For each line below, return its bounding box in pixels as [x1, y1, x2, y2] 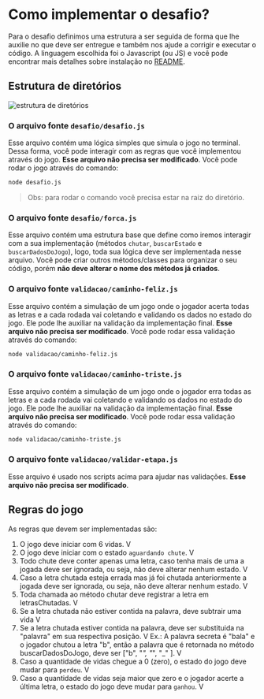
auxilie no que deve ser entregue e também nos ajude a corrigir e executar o [8, 39, 257, 49]
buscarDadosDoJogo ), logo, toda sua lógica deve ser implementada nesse [8, 247, 242, 257]
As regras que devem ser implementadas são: [8, 524, 158, 534]
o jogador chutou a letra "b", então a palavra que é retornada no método [19, 640, 255, 649]
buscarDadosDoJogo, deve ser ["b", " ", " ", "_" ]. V [19, 648, 182, 657]
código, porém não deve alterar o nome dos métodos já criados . [8, 264, 221, 273]
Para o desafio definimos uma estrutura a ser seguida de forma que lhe [8, 32, 240, 41]
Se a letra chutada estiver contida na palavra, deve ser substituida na [19, 623, 244, 632]
